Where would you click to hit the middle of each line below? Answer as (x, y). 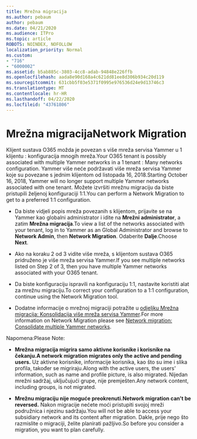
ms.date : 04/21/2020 (31, 28)
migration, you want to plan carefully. (59, 430)
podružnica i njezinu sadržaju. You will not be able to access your (93, 411)
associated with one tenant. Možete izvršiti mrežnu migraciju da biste (90, 187)
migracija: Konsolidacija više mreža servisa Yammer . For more (89, 314)
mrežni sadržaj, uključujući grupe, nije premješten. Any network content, (102, 381)
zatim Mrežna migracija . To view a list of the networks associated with (100, 224)
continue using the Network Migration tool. (66, 297)
